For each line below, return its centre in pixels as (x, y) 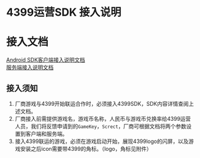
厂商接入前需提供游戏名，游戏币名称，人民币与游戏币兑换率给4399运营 (103, 118)
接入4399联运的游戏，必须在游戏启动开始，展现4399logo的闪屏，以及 (101, 141)
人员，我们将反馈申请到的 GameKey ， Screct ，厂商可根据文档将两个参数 (101, 126)
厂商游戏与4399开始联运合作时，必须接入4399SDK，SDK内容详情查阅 (101, 103)
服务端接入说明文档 (30, 67)
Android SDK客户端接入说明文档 (46, 60)
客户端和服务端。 (46, 133)
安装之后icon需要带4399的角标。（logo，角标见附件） (86, 148)
